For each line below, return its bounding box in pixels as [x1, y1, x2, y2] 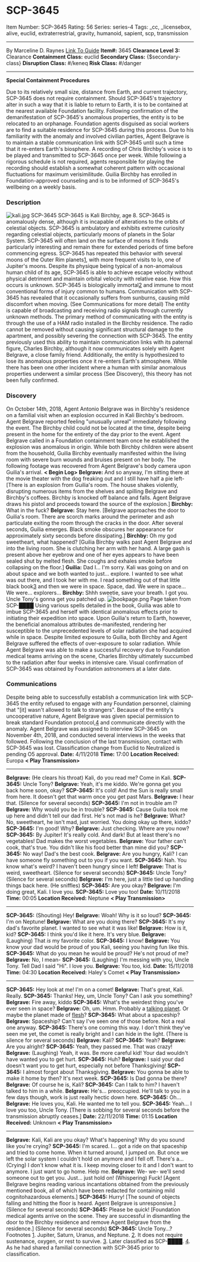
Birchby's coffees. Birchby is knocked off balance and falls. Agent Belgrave [6, 493, 191, 501]
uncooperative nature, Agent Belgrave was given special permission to [6, 712, 180, 720]
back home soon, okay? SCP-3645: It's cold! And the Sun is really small [6, 786, 183, 794]
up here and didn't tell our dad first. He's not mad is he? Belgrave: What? [6, 812, 186, 819]
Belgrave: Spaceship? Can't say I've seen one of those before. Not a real [6, 1017, 186, 1025]
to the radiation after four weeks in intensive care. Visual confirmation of [6, 659, 183, 666]
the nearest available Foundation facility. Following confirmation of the [6, 107, 179, 114]
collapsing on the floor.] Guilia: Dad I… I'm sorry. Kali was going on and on [6, 563, 189, 570]
